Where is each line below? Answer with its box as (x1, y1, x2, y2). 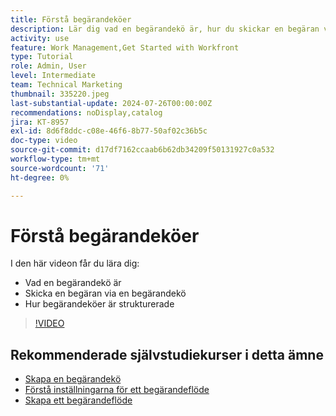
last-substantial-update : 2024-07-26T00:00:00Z (10, 98, 213, 108)
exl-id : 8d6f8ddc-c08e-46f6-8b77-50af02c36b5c (10, 126, 208, 136)
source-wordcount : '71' (10, 163, 110, 173)
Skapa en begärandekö (24, 373, 122, 385)
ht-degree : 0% (10, 172, 70, 183)
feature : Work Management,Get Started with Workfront (10, 42, 240, 53)
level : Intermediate (10, 71, 97, 81)
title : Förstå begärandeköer (10, 14, 132, 25)
